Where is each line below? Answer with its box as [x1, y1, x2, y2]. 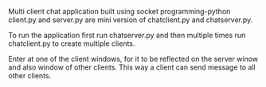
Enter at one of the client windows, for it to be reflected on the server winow [8, 55, 259, 63]
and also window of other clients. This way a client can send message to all [8, 62, 256, 72]
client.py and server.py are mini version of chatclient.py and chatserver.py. [8, 15, 253, 25]
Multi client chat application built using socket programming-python [8, 7, 231, 16]
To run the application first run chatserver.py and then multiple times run [8, 31, 246, 40]
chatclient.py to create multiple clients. [8, 39, 135, 48]
